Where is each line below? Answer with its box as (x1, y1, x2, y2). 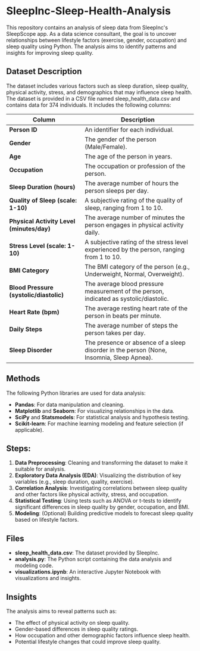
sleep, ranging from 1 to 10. (84, 204, 163, 212)
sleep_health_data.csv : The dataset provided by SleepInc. (14, 549, 160, 556)
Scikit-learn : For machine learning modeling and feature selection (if (14, 420, 184, 427)
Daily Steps (9, 325, 43, 333)
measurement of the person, (84, 287, 164, 295)
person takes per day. (84, 329, 146, 337)
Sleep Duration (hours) (9, 183, 76, 191)
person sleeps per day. (84, 186, 149, 195)
